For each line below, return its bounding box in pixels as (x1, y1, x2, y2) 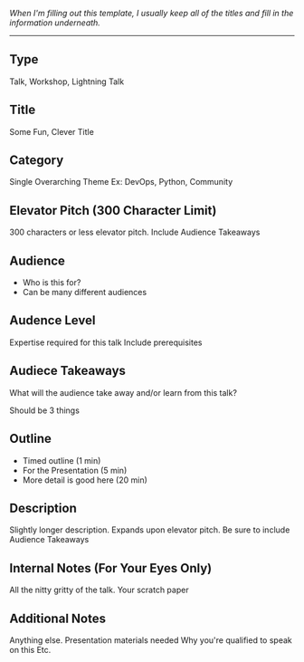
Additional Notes (9, 610, 107, 626)
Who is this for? (22, 277, 81, 288)
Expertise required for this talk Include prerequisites (9, 337, 203, 348)
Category (9, 153, 64, 168)
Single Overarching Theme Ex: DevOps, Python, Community (9, 177, 233, 187)
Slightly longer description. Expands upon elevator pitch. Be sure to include (9, 524, 290, 535)
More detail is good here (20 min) (22, 475, 147, 485)
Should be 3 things (9, 405, 80, 416)
